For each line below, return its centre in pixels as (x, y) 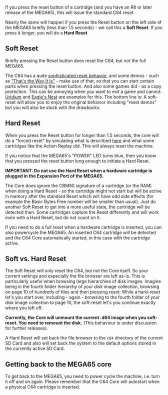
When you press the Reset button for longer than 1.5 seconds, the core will (82, 135)
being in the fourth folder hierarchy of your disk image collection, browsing (82, 286)
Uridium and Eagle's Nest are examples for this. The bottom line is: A (76, 96)
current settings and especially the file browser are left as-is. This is (75, 276)
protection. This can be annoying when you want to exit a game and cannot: (83, 91)
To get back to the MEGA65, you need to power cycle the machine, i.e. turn (82, 376)
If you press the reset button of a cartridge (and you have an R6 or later (79, 7)
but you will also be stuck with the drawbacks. (53, 107)
